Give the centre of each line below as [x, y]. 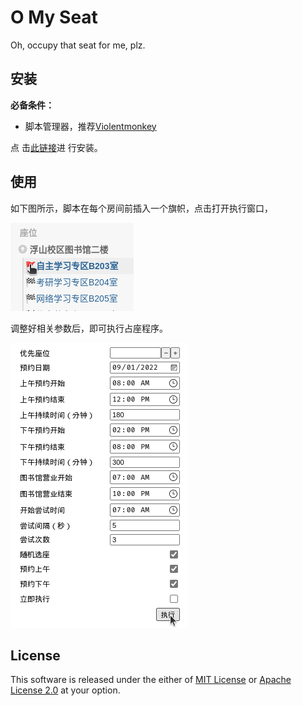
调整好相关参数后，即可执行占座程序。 [89, 328]
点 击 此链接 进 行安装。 [56, 147]
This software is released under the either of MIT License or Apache [151, 680]
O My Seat [54, 17]
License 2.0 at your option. [65, 690]
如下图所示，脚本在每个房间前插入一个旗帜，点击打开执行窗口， [141, 208]
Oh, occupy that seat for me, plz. [78, 45]
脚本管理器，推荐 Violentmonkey [90, 126]
